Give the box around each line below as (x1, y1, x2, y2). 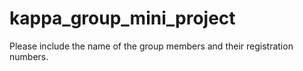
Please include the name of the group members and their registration (9, 40, 294, 52)
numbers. (9, 50, 49, 62)
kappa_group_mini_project (9, 7, 236, 30)
